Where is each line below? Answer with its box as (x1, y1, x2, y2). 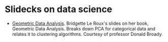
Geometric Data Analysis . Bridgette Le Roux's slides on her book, (12, 20, 149, 26)
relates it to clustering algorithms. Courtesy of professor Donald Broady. (12, 31, 163, 37)
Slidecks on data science (5, 4, 113, 15)
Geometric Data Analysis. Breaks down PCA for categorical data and (12, 25, 156, 31)
